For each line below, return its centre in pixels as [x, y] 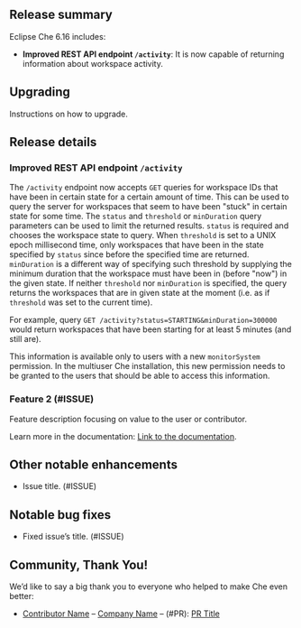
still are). [26, 339]
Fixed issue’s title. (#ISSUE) [73, 537]
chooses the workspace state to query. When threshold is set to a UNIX [143, 235]
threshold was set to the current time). [81, 302]
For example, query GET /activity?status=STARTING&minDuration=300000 [143, 320]
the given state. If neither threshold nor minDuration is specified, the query [148, 283]
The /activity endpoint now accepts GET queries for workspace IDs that [144, 188]
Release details [53, 142]
